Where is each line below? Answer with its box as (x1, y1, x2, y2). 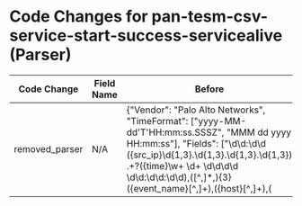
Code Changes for (9, 6, 148, 27)
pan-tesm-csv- (151, 6, 268, 27)
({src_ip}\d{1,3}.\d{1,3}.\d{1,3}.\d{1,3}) (126, 148, 293, 161)
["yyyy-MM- (190, 114, 247, 127)
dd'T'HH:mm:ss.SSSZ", (126, 126, 225, 139)
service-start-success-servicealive (9, 25, 283, 46)
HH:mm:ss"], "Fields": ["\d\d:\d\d (126, 137, 267, 149)
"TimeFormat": (126, 114, 189, 127)
